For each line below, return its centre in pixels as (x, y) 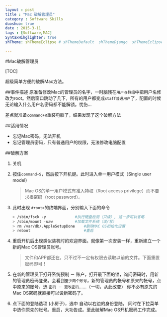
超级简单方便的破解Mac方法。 (36, 81)
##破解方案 (17, 153)
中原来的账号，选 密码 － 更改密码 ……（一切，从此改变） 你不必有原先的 (85, 287)
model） (21, 180)
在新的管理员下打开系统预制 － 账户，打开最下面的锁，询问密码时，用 (83, 274)
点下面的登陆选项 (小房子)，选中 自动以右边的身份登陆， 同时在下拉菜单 (85, 304)
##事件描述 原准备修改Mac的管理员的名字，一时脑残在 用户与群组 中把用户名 (81, 92)
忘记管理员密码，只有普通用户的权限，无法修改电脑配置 (69, 142)
